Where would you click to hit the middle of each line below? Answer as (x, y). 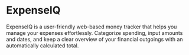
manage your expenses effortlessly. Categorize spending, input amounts (94, 33)
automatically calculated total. (43, 46)
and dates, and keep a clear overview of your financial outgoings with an (94, 39)
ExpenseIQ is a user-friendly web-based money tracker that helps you (92, 27)
